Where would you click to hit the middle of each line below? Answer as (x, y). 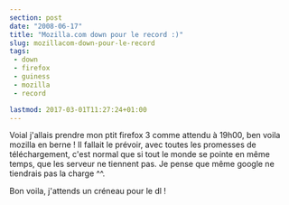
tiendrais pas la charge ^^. (57, 173)
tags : (19, 51)
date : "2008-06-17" (46, 26)
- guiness (32, 77)
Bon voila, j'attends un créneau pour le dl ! (88, 191)
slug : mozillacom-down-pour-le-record (82, 43)
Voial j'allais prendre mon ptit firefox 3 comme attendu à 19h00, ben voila (145, 135)
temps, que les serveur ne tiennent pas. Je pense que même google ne (142, 164)
